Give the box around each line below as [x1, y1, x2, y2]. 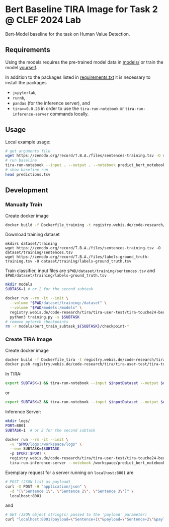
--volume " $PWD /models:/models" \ [10, 305, 82, 310]
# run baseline [5, 158, 37, 163]
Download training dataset [5, 231, 60, 238]
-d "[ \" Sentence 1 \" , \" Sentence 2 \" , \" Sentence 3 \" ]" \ [10, 489, 134, 494]
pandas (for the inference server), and [12, 100, 91, 106]
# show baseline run [5, 168, 49, 173]
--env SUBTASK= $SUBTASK [10, 446, 59, 451]
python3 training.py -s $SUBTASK [10, 314, 80, 320]
